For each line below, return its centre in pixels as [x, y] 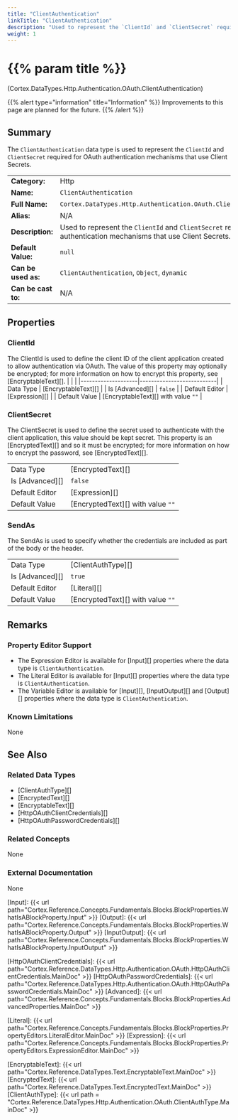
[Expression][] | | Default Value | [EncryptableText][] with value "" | [105, 396]
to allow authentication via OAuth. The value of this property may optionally [117, 366]
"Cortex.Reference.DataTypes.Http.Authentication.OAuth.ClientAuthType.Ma [119, 1102]
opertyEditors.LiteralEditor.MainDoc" [61, 1035]
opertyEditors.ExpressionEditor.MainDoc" [68, 1050]
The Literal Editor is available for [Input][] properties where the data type [123, 675]
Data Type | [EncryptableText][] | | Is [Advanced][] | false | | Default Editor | [118, 389]
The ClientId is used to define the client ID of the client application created [116, 358]
